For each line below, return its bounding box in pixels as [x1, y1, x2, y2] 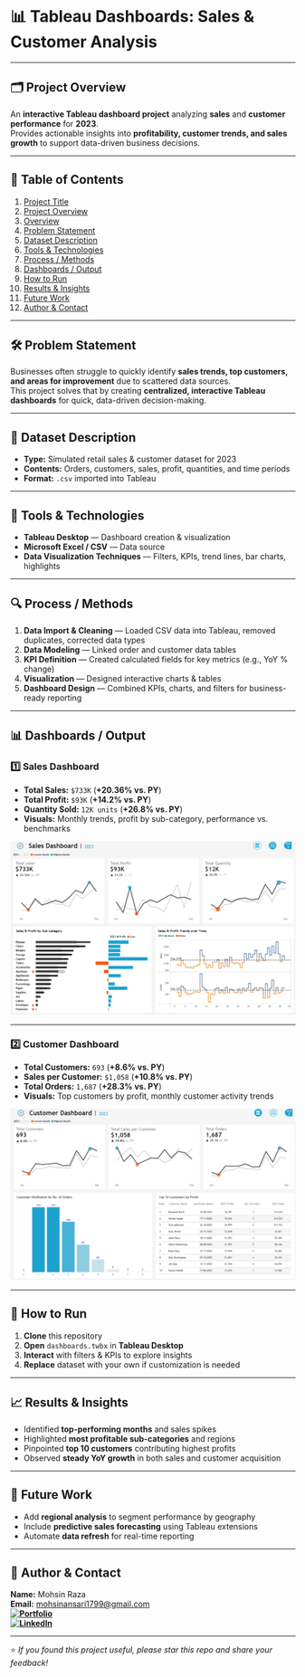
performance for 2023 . [10, 118, 99, 129]
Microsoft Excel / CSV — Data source [23, 541, 166, 552]
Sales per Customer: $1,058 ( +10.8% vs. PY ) [23, 1072, 194, 1082]
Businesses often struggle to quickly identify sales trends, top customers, [10, 367, 289, 377]
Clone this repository [23, 1330, 103, 1341]
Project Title [23, 195, 69, 207]
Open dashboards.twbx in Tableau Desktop [23, 1339, 184, 1350]
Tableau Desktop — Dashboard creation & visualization [23, 532, 231, 542]
